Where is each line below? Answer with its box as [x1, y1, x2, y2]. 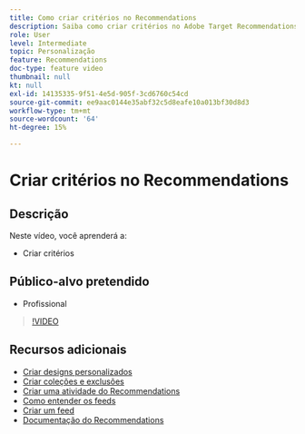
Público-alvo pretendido [9, 274, 150, 290]
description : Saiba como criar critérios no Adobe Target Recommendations [9, 22, 299, 31]
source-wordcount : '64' [9, 114, 100, 123]
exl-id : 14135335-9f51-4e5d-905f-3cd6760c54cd [9, 89, 189, 98]
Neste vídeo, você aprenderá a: [9, 231, 127, 241]
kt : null [9, 81, 43, 90]
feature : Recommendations [9, 55, 107, 64]
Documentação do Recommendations [22, 414, 164, 425]
